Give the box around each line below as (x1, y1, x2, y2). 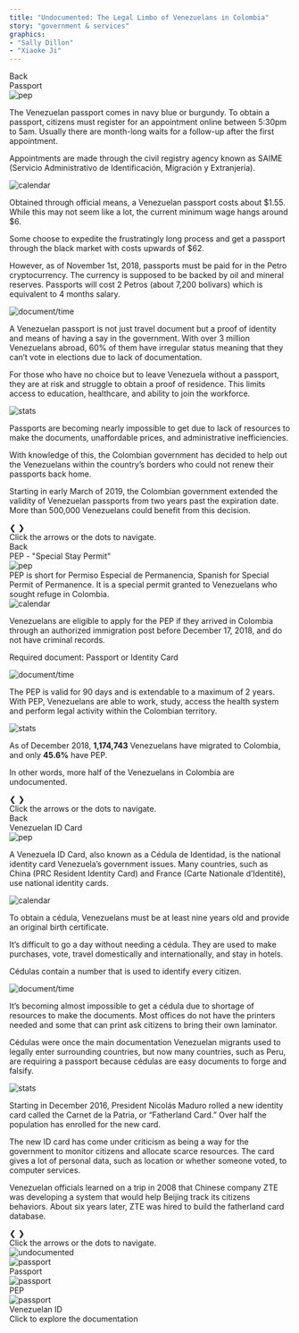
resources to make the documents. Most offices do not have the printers (9, 1010, 276, 1021)
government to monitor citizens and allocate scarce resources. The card (9, 1146, 275, 1157)
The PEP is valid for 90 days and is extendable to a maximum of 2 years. (9, 687, 275, 697)
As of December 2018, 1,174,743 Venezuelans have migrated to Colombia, (9, 740, 281, 751)
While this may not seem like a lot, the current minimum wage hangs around (9, 207, 288, 217)
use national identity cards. (9, 878, 109, 889)
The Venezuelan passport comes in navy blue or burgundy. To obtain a (9, 107, 270, 118)
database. (9, 1211, 46, 1221)
